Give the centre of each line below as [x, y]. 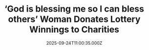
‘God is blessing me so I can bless [74, 9]
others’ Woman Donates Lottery [74, 19]
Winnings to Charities [74, 30]
